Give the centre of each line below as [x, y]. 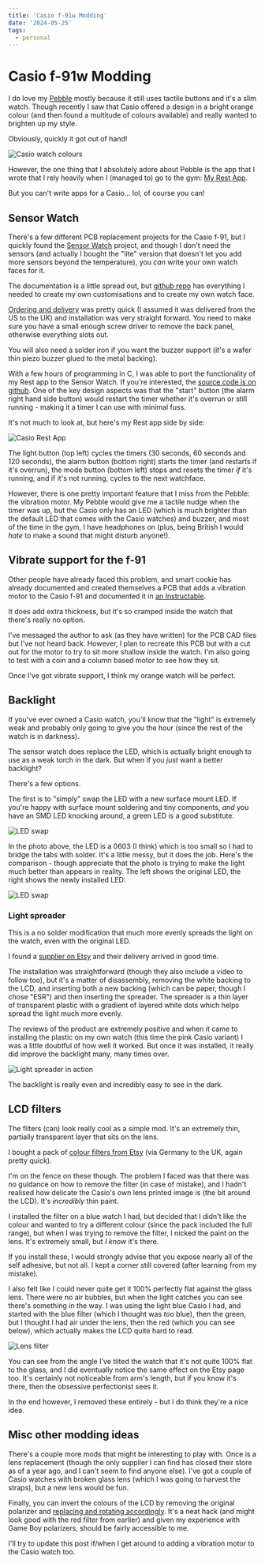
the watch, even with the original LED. [69, 941]
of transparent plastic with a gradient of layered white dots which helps [124, 1005]
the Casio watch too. [42, 1551]
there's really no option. [47, 620]
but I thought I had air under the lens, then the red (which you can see [121, 1322]
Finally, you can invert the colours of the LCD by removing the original [121, 1503]
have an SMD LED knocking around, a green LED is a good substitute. [121, 815]
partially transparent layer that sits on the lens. [84, 1137]
